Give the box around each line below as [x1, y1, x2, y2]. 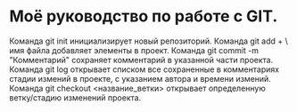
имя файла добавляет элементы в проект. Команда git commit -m [9, 44, 260, 55]
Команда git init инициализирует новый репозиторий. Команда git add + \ [9, 36, 288, 46]
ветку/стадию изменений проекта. [9, 92, 142, 103]
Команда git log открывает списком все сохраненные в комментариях [9, 64, 279, 75]
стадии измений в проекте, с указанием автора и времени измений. [9, 73, 272, 84]
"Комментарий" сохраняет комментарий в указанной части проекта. [9, 54, 274, 65]
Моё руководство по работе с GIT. [9, 6, 278, 27]
